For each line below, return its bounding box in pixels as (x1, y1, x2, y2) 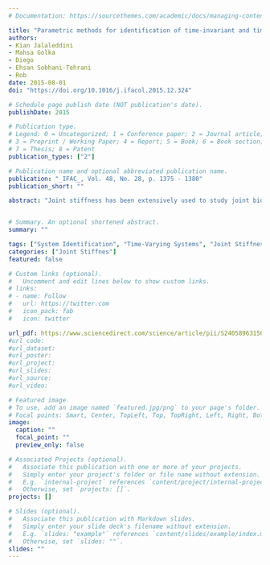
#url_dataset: (8, 344, 56, 353)
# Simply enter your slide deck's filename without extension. (8, 522, 231, 530)
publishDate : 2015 (8, 108, 70, 117)
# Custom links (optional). (8, 270, 103, 278)
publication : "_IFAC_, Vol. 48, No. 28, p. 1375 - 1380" (8, 175, 203, 183)
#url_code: (8, 336, 45, 344)
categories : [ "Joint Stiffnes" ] (8, 247, 117, 256)
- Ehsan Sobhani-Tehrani (8, 64, 92, 72)
